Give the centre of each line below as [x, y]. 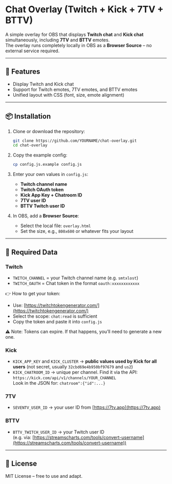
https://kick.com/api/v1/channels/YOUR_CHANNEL [64, 378]
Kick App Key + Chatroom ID [51, 195]
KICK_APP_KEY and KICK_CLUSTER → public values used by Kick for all [85, 361]
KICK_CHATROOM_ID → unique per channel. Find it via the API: [75, 372]
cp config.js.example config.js [47, 165]
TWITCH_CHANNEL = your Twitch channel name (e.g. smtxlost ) [76, 278]
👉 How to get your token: [33, 293]
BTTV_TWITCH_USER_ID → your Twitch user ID [59, 432]
